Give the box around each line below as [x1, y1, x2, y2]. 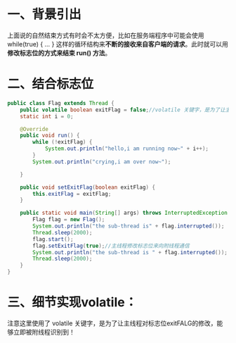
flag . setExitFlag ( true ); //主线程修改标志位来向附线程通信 [32, 242, 190, 249]
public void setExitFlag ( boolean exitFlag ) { [20, 184, 156, 191]
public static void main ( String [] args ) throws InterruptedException [20, 209, 228, 217]
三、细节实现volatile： [7, 294, 138, 311]
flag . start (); [32, 235, 74, 243]
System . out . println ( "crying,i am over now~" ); [32, 158, 171, 166]
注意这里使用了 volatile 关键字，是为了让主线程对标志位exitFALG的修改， [7, 318, 217, 328]
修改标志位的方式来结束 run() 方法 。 [7, 49, 112, 57]
